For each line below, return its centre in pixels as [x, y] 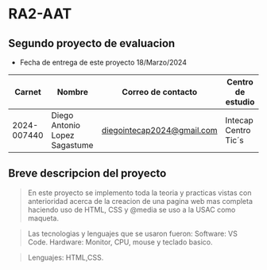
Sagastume [72, 145]
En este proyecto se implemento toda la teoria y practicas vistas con [139, 193]
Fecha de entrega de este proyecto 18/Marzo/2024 [103, 62]
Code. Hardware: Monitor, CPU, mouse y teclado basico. [120, 242]
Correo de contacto [160, 92]
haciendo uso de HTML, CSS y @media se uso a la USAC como [132, 209]
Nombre [73, 92]
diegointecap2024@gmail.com [160, 130]
